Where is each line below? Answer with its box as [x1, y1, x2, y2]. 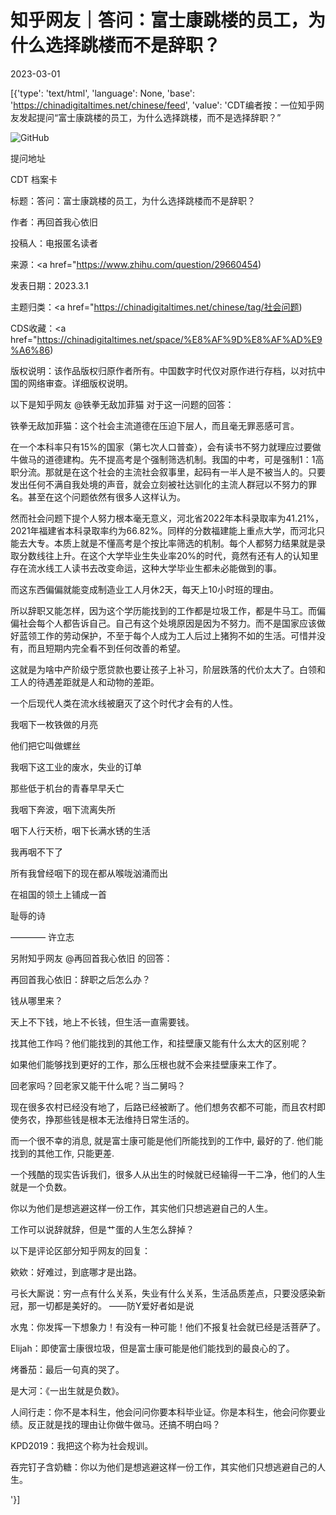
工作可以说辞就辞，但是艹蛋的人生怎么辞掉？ [10, 1223, 195, 1235]
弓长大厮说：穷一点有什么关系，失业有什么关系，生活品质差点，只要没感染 [10, 1287, 317, 1299]
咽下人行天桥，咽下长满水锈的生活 [10, 824, 151, 836]
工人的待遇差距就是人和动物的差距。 [10, 676, 160, 688]
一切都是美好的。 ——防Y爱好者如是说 [36, 1299, 195, 1311]
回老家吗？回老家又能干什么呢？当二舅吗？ [10, 1079, 186, 1091]
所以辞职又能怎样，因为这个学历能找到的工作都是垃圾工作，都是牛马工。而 [10, 604, 317, 616]
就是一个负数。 [10, 1181, 72, 1193]
